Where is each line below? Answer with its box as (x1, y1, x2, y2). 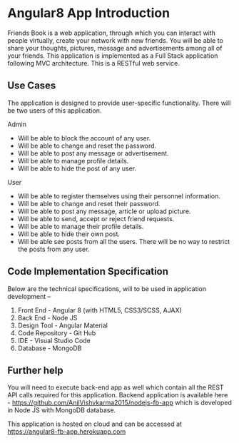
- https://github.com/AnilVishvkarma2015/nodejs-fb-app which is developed (7, 398, 232, 407)
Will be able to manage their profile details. (17, 222, 144, 230)
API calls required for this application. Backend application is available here (7, 391, 228, 399)
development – (7, 292, 51, 300)
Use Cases (7, 80, 56, 92)
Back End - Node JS (17, 313, 78, 322)
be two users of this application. (7, 106, 102, 115)
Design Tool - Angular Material (17, 321, 108, 330)
